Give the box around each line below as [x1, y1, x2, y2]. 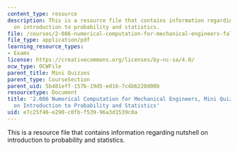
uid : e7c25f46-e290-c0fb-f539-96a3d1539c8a [7, 109, 138, 116]
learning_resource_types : [7, 43, 84, 50]
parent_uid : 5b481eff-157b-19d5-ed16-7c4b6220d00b [7, 83, 160, 90]
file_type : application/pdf [7, 37, 91, 44]
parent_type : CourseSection [7, 75, 91, 83]
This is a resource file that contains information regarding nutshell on [7, 128, 209, 136]
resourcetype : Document [7, 89, 78, 96]
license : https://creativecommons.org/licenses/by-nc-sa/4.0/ [7, 56, 195, 64]
